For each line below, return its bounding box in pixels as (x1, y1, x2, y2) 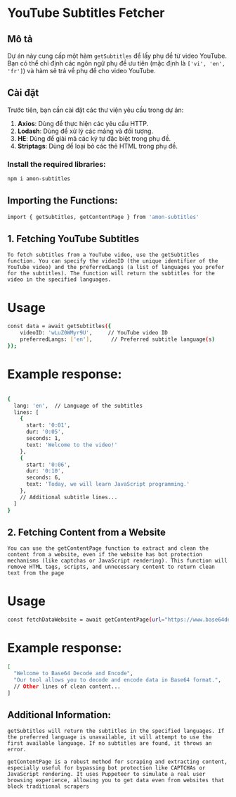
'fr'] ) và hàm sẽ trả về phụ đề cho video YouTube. (7, 67, 156, 75)
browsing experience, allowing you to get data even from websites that (7, 777, 225, 784)
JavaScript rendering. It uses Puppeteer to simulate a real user (7, 771, 206, 778)
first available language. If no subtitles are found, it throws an (7, 740, 212, 747)
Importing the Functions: (7, 195, 118, 207)
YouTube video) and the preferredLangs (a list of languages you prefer (7, 264, 225, 271)
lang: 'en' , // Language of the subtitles (13, 402, 143, 409)
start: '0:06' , (25, 461, 71, 468)
